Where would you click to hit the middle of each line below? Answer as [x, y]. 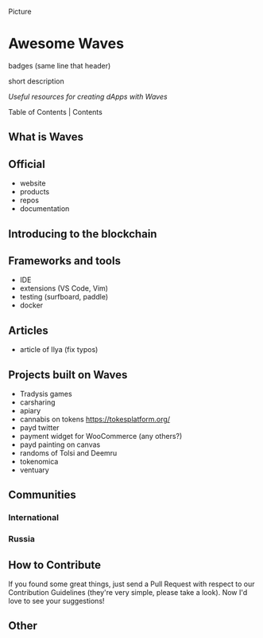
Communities [43, 495]
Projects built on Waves [68, 375]
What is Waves [46, 137]
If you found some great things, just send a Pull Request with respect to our [131, 584]
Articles [29, 330]
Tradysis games [46, 393]
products [35, 192]
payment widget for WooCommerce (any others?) [101, 436]
